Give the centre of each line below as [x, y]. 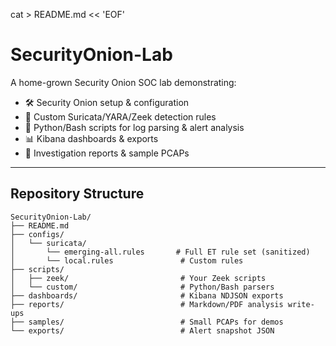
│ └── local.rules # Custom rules [127, 260]
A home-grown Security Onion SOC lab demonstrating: [123, 82]
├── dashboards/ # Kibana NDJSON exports [147, 295]
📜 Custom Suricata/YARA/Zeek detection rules [120, 116]
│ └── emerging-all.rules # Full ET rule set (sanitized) [160, 252]
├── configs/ [37, 234]
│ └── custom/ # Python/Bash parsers [142, 287]
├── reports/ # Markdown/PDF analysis [147, 304]
